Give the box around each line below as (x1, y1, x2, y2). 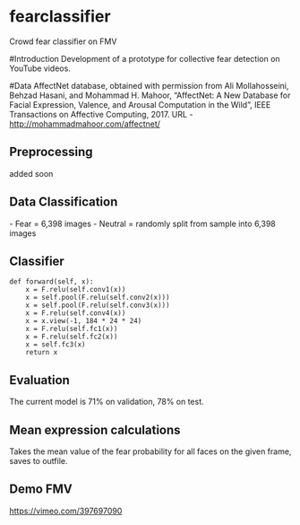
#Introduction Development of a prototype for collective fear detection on (9, 53, 280, 64)
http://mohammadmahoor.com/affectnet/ (9, 118, 161, 129)
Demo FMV (9, 482, 73, 497)
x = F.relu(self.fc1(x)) (25, 325, 118, 334)
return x (25, 348, 58, 357)
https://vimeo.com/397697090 (9, 505, 123, 516)
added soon (9, 168, 54, 179)
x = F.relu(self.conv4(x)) (25, 309, 126, 318)
